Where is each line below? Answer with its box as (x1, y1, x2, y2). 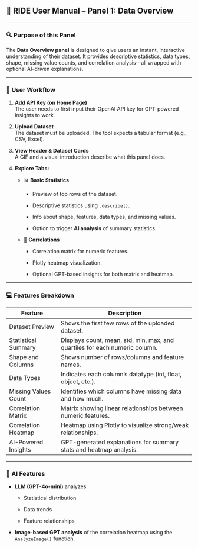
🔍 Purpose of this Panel (6, 31, 76, 39)
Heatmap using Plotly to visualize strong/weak (61, 421, 189, 429)
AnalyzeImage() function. (14, 535, 75, 542)
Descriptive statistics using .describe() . (32, 202, 130, 209)
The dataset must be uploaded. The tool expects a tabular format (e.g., (14, 130, 187, 137)
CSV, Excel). (14, 136, 45, 143)
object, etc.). (61, 377, 96, 385)
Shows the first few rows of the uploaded (61, 319, 175, 327)
